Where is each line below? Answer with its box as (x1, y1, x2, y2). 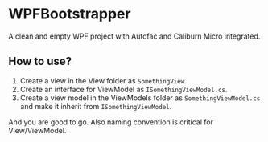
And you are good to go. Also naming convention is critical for (8, 117, 213, 127)
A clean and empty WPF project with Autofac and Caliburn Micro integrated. (8, 31, 261, 41)
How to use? (8, 55, 72, 68)
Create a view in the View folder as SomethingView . (19, 75, 187, 85)
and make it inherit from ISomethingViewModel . (19, 101, 172, 111)
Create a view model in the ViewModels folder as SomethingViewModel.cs (19, 93, 261, 103)
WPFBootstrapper (8, 5, 131, 23)
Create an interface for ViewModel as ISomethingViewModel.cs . (19, 84, 228, 94)
